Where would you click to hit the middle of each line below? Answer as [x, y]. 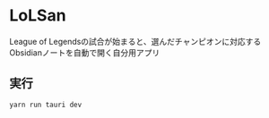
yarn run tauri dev [46, 105]
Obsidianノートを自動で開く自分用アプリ [85, 52]
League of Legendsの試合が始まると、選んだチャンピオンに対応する [135, 41]
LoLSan [38, 16]
